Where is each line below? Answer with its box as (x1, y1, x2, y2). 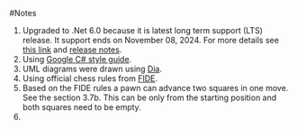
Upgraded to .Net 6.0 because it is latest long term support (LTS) (22, 25, 264, 35)
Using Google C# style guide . (22, 54, 132, 64)
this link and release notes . (22, 44, 122, 55)
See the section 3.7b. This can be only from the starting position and (22, 92, 277, 103)
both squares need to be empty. (22, 102, 141, 112)
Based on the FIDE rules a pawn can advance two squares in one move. (22, 83, 289, 93)
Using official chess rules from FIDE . (22, 73, 157, 84)
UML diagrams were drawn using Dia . (22, 63, 162, 74)
